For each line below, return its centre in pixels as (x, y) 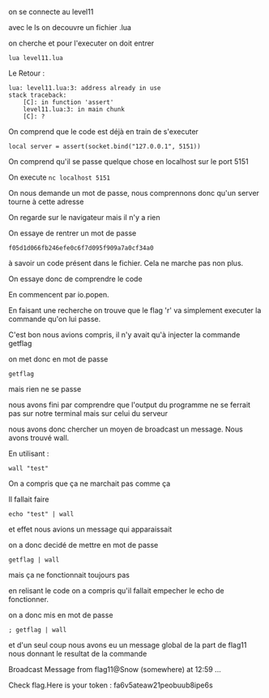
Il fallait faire (29, 499)
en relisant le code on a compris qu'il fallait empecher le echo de (116, 591)
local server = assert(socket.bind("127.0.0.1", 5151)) (105, 146)
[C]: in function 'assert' (68, 102)
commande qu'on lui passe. (55, 319)
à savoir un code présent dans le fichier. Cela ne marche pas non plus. (126, 263)
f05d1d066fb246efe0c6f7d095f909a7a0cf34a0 (81, 248)
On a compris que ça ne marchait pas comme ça (90, 483)
